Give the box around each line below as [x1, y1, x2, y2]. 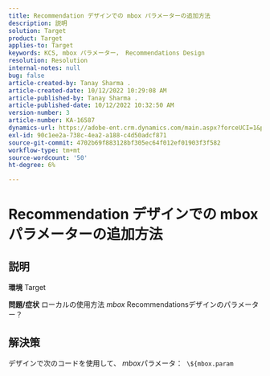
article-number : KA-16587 [8, 116, 95, 125]
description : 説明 [8, 19, 67, 27]
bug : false [8, 72, 45, 80]
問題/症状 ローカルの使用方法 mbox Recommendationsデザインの [8, 300, 224, 309]
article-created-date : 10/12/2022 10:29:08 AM [8, 86, 167, 95]
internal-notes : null [8, 64, 81, 72]
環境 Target [8, 283, 47, 292]
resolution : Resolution [8, 57, 88, 65]
